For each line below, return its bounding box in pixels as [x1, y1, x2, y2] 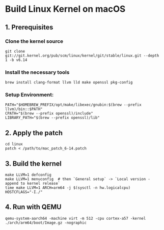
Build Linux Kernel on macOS [5, 3, 126, 15]
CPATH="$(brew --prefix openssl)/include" [5, 111, 93, 116]
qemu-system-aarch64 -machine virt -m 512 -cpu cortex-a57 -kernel [5, 216, 146, 221]
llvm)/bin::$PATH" [5, 107, 43, 112]
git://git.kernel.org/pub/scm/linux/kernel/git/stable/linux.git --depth [5, 53, 160, 58]
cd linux [5, 142, 23, 147]
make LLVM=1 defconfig [5, 172, 52, 177]
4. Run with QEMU [5, 203, 62, 211]
